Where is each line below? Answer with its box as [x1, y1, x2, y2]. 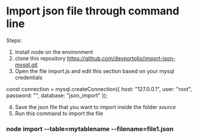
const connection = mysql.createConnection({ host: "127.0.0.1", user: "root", [6, 85, 193, 92]
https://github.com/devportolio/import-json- [66, 55, 176, 62]
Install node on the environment [14, 48, 93, 55]
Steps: [6, 37, 22, 44]
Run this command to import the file [14, 110, 103, 117]
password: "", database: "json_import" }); [6, 92, 108, 99]
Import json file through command [6, 4, 179, 18]
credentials [14, 74, 43, 81]
